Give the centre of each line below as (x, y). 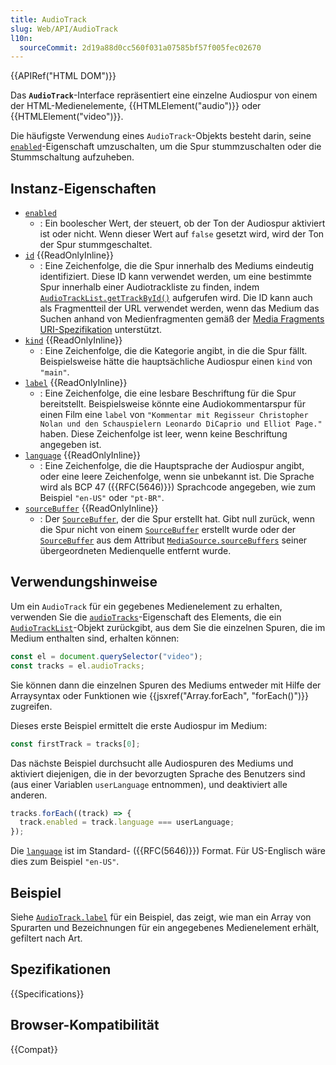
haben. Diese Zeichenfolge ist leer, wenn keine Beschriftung (163, 434)
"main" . (54, 372)
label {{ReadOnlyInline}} (76, 383)
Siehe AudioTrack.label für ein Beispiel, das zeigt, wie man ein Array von (161, 917)
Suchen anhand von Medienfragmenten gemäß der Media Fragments (182, 319)
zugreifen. (31, 706)
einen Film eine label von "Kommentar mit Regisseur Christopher (174, 415)
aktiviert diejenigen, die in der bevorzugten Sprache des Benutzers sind (158, 773)
